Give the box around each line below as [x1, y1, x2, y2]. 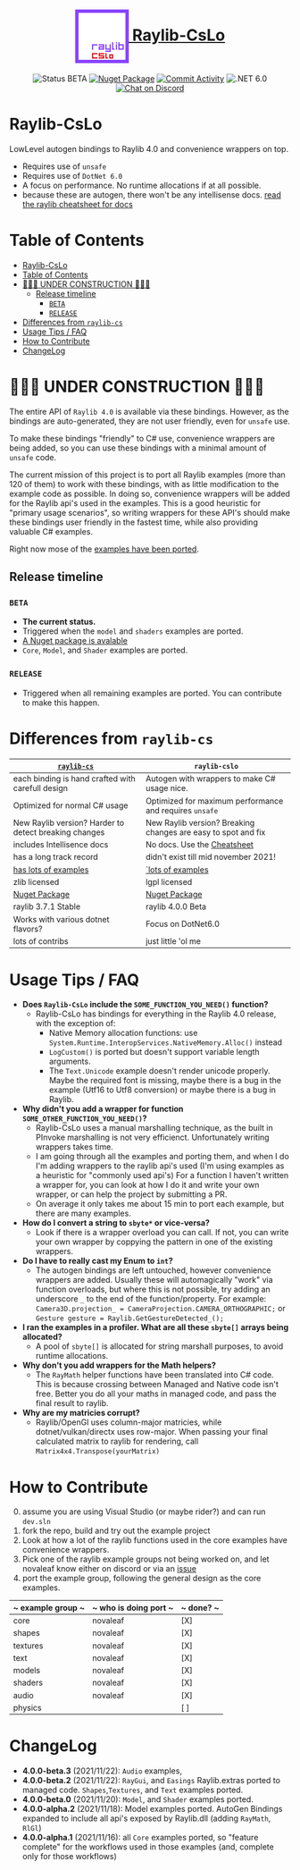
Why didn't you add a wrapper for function [21, 1104, 184, 1115]
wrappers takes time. [35, 1141, 113, 1152]
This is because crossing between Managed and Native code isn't [35, 1379, 279, 1390]
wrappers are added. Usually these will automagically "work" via [35, 1275, 274, 1285]
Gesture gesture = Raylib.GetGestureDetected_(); [35, 1314, 225, 1323]
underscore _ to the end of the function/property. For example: [35, 1293, 267, 1304]
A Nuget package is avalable [21, 636, 128, 646]
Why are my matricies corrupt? [21, 1408, 140, 1419]
